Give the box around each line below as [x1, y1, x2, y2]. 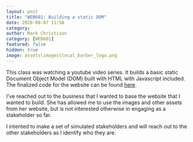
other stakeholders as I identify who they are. [6, 129, 116, 136]
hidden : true [6, 47, 38, 53]
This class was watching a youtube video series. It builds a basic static [6, 68, 178, 75]
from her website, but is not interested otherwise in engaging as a [6, 105, 166, 112]
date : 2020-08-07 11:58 [6, 19, 65, 25]
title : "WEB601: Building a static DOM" [6, 14, 107, 20]
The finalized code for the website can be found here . [6, 81, 137, 88]
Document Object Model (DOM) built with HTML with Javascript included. [6, 75, 185, 82]
